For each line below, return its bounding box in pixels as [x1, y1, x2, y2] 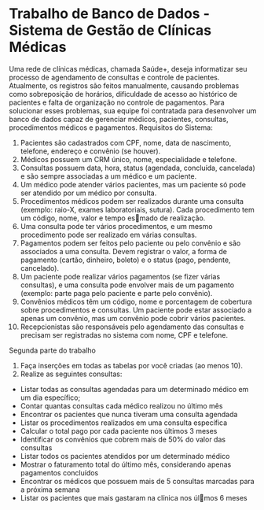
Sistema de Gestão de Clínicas [9, 21, 212, 39]
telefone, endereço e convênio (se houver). [20, 146, 161, 156]
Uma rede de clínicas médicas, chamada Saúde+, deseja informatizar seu [9, 64, 247, 73]
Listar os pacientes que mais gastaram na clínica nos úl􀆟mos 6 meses [20, 493, 247, 502]
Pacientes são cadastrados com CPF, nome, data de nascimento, [20, 138, 232, 147]
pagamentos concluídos [20, 468, 99, 477]
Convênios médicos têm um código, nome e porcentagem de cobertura [20, 297, 252, 306]
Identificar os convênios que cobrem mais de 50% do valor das [20, 434, 226, 444]
